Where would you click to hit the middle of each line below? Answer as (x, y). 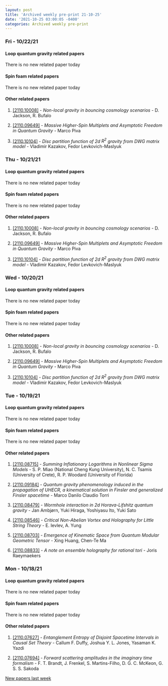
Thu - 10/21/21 (23, 160)
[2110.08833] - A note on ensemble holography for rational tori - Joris (85, 550)
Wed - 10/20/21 (24, 277)
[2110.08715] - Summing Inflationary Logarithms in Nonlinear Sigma (82, 464)
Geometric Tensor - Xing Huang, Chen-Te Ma (59, 541)
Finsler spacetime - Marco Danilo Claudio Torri (61, 495)
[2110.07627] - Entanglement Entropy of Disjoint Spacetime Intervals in (86, 637)
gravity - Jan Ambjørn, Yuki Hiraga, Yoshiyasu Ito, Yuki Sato (74, 510)
